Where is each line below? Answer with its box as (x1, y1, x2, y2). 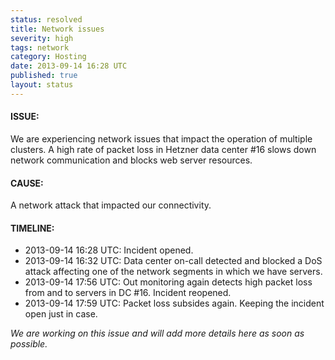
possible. (10, 338, 48, 350)
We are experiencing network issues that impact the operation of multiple (10, 132, 313, 145)
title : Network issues (10, 24, 105, 34)
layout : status (10, 80, 74, 90)
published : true (10, 71, 78, 81)
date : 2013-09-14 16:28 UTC (10, 61, 128, 71)
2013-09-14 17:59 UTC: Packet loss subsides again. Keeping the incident (24, 297, 325, 310)
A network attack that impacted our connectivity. (10, 199, 212, 211)
